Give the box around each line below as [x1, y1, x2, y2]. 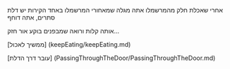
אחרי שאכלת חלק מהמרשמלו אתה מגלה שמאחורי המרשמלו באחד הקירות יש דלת [7, 6, 224, 14]
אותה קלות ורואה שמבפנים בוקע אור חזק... [7, 27, 120, 35]
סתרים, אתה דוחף [7, 13, 55, 22]
